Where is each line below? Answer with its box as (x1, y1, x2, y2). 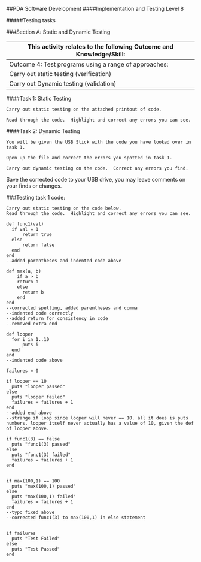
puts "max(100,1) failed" (11, 494, 77, 500)
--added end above (6, 410, 52, 416)
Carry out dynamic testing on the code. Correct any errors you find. (6, 165, 188, 171)
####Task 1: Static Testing (6, 95, 72, 102)
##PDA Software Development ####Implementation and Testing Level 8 (6, 5, 184, 12)
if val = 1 (11, 226, 39, 232)
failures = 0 (6, 368, 39, 374)
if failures (6, 530, 36, 536)
